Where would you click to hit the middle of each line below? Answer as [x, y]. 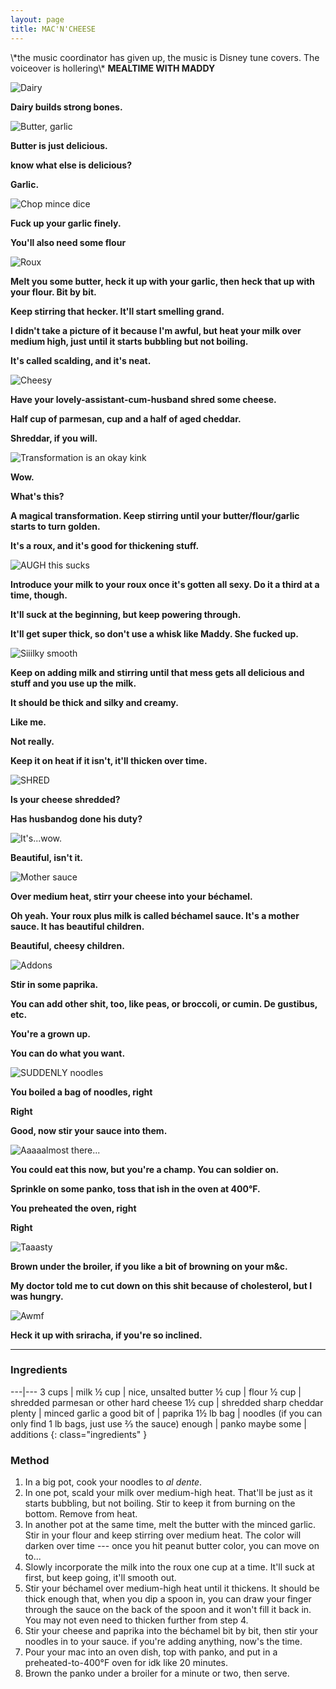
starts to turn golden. [55, 526]
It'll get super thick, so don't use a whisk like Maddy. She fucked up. [155, 633]
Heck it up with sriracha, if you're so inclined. [106, 1335]
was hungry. [37, 1296]
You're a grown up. [50, 1033]
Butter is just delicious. [59, 145]
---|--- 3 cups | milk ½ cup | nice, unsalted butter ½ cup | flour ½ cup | [156, 1392]
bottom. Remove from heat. [81, 1514]
